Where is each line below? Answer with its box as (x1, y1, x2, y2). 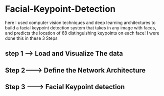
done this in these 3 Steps (5, 35, 58, 41)
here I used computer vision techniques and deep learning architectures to (5, 20, 156, 25)
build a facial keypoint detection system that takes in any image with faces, (5, 24, 157, 30)
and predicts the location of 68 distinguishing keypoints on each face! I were (5, 30, 160, 36)
